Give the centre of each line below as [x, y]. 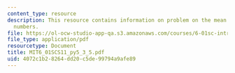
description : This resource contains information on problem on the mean [117, 20]
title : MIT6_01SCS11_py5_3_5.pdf [56, 53]
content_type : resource [42, 14]
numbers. [26, 26]
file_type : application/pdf [48, 40]
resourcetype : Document [42, 46]
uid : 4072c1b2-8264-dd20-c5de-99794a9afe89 [72, 59]
